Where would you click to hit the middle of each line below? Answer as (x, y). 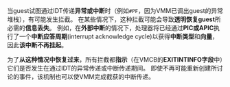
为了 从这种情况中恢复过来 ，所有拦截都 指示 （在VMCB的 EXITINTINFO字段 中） (115, 60)
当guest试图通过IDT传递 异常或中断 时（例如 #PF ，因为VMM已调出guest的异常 (115, 11)
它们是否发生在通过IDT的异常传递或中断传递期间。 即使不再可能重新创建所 (112, 68)
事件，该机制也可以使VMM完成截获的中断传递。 (87, 77)
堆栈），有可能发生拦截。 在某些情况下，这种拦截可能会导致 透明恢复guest (111, 19)
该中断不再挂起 (41, 45)
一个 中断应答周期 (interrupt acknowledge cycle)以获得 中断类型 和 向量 (116, 36)
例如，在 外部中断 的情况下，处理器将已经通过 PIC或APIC (135, 28)
